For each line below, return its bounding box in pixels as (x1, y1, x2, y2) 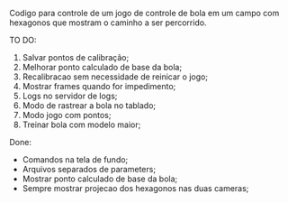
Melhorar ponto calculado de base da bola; (22, 62, 183, 72)
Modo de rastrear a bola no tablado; (22, 100, 157, 111)
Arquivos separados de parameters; (22, 164, 156, 174)
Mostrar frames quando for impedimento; (22, 81, 176, 91)
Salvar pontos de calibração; (22, 52, 130, 62)
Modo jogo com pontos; (22, 110, 112, 120)
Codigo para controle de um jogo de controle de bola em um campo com (9, 8, 280, 18)
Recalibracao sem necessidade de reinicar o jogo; (22, 71, 209, 82)
